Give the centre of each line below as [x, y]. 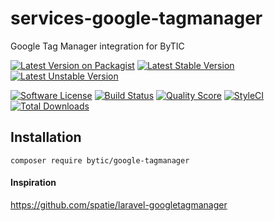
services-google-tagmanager [136, 18]
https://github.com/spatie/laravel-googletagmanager [119, 204]
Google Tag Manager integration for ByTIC [97, 46]
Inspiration [33, 183]
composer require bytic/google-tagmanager [100, 160]
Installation [46, 137]
